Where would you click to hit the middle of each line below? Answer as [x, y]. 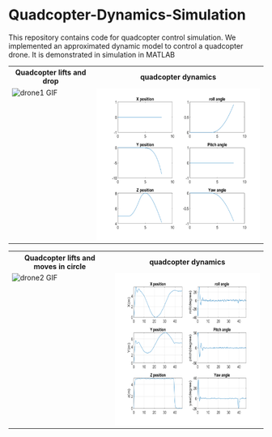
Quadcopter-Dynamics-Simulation [127, 15]
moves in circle [60, 266]
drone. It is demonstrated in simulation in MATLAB [92, 54]
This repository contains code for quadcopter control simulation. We [122, 37]
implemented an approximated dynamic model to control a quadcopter [126, 45]
